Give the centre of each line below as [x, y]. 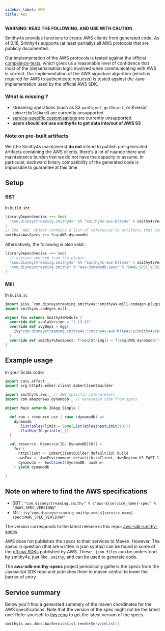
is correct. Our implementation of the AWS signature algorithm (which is [78, 73]
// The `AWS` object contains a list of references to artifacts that [79, 230]
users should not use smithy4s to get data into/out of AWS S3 [76, 123]
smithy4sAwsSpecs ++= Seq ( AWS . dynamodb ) [47, 235]
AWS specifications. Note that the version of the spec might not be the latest [82, 610]
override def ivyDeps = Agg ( [39, 327]
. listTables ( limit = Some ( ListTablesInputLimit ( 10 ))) [74, 426]
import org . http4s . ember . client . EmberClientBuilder [59, 386]
